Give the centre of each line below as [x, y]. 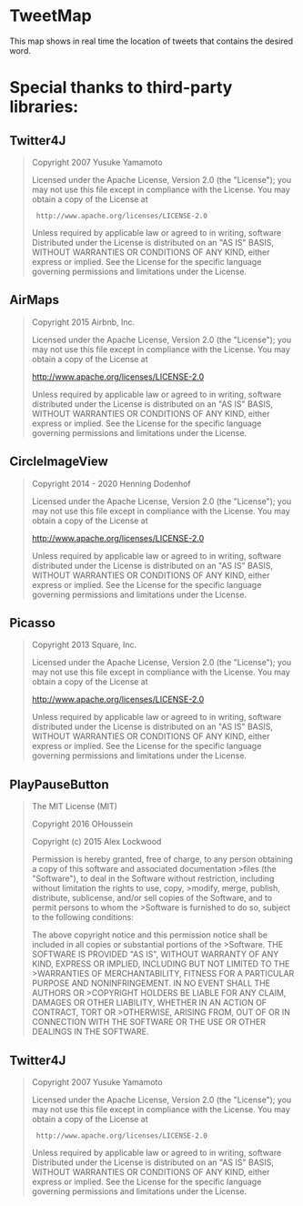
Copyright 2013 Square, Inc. [84, 645]
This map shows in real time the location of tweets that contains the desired [151, 41]
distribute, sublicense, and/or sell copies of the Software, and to [152, 898]
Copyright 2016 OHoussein [82, 824]
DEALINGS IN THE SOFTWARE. [90, 1032]
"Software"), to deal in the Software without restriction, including [153, 878]
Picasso [33, 623]
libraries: [44, 107]
